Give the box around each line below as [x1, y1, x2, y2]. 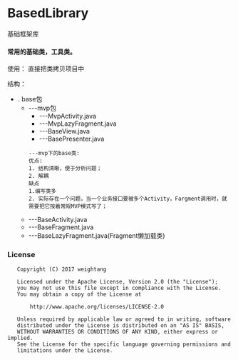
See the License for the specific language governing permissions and [16, 341, 232, 348]
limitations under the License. [16, 347, 113, 354]
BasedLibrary [7, 5, 89, 21]
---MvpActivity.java [38, 112, 97, 121]
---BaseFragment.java [28, 223, 94, 231]
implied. [7, 334, 33, 342]
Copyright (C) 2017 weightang [16, 266, 107, 273]
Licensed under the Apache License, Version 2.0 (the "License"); [16, 279, 219, 286]
